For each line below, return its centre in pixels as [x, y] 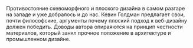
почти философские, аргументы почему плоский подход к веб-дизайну [97, 21]
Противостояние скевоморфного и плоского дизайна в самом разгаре [96, 8]
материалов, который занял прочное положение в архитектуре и [89, 33]
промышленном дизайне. [38, 39]
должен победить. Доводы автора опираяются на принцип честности [94, 27]
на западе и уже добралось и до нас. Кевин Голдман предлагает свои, [96, 14]
